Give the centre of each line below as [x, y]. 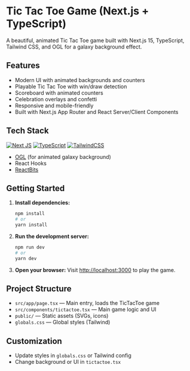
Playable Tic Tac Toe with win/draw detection [71, 86]
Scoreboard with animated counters [59, 93]
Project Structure [39, 289]
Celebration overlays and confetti [56, 99]
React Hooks [30, 163]
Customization [34, 341]
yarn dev [26, 258]
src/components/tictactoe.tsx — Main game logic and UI [85, 309]
